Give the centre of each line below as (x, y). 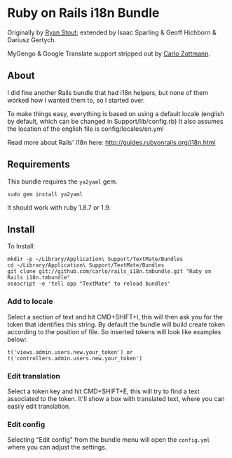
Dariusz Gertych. (32, 39)
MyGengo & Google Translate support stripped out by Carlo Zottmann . (109, 53)
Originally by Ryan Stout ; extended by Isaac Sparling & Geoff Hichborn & (112, 32)
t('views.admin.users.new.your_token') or (70, 352)
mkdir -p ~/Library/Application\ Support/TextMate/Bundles (95, 259)
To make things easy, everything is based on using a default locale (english (116, 113)
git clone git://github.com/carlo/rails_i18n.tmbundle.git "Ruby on (109, 272)
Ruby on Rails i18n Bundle (83, 13)
